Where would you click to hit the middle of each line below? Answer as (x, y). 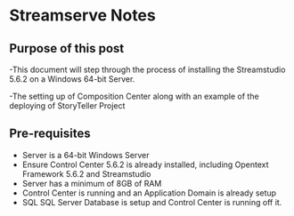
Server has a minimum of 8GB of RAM (92, 183)
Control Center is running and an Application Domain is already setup (149, 193)
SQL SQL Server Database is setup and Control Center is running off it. (152, 202)
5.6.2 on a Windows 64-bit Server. (72, 79)
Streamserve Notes (82, 16)
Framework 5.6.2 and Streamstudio (86, 173)
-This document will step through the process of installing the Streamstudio (147, 69)
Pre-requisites (50, 134)
